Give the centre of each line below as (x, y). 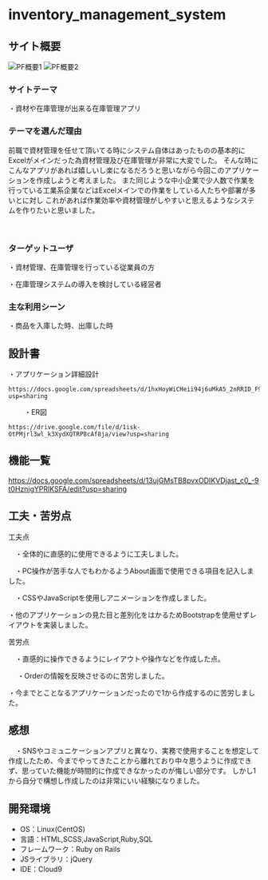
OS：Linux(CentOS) (53, 830)
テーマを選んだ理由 (45, 131)
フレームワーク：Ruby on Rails (70, 850)
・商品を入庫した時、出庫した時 (61, 326)
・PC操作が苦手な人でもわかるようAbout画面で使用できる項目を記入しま (134, 571)
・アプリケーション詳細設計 (54, 374)
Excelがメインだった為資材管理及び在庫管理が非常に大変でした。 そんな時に (134, 160)
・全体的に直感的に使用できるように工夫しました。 (99, 554)
